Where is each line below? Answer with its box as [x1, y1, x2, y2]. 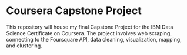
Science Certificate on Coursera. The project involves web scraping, [6, 29, 172, 36]
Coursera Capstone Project [6, 4, 142, 18]
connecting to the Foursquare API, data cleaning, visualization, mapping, [6, 36, 182, 43]
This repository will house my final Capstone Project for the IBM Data [6, 23, 173, 30]
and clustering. [6, 42, 42, 49]
